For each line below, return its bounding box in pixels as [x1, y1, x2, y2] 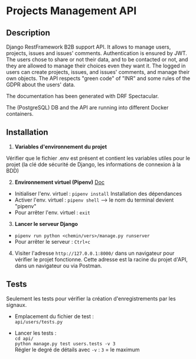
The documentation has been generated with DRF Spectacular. [6, 93, 159, 99]
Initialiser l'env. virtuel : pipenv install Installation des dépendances [14, 190, 182, 197]
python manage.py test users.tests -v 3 [14, 341, 116, 347]
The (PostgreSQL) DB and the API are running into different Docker [6, 104, 169, 111]
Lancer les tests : [14, 329, 57, 337]
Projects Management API [6, 4, 137, 18]
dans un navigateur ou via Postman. [14, 262, 102, 269]
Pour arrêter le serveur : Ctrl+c [14, 238, 90, 245]
